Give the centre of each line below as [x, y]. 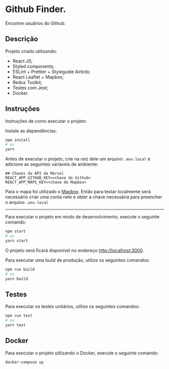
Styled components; [33, 66]
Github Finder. [36, 9]
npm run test [19, 316]
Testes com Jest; [30, 88]
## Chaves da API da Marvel [35, 174]
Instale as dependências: [31, 131]
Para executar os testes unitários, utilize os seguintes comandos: [72, 307]
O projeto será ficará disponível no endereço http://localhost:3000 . [75, 250]
